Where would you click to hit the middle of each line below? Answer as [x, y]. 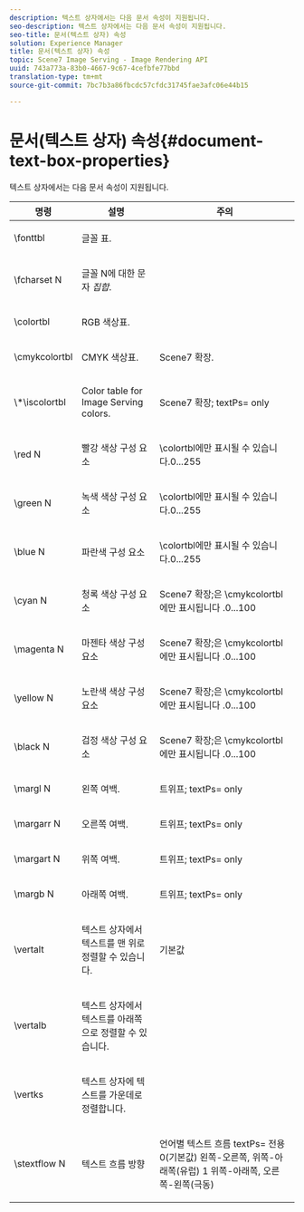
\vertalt [29, 949]
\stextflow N [40, 1163]
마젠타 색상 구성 [113, 643]
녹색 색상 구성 [109, 497]
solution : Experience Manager [66, 43]
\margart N [37, 858]
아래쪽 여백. [104, 894]
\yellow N [34, 697]
